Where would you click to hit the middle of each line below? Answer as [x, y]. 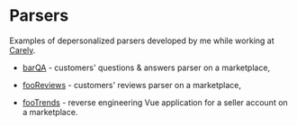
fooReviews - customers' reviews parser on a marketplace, [131, 85]
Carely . [22, 49]
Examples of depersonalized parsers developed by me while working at [142, 40]
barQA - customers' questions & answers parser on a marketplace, [146, 67]
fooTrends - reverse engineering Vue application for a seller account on [155, 102]
